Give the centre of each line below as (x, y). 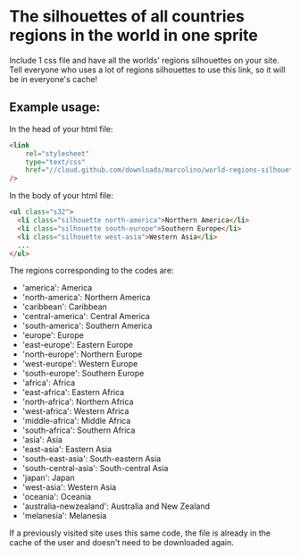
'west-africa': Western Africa (75, 411)
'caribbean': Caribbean (64, 307)
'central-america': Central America (86, 316)
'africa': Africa (49, 383)
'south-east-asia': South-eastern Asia (92, 459)
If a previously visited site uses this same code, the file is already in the (140, 533)
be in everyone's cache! (54, 79)
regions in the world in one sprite (134, 35)
